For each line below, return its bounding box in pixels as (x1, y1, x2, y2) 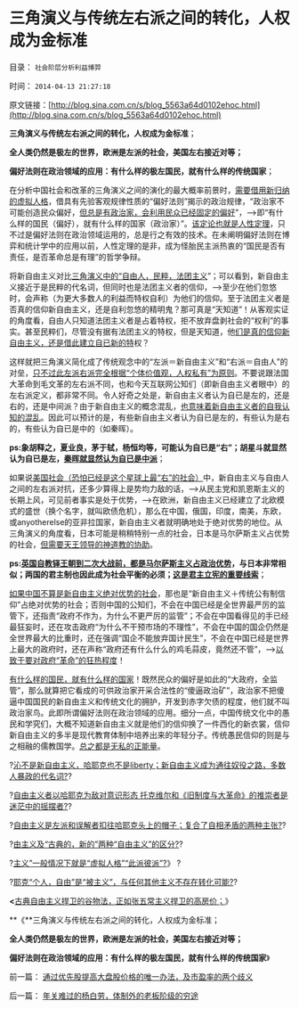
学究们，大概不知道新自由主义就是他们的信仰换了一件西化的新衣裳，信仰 (24, 718, 290, 729)
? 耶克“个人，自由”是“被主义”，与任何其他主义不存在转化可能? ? (9, 876, 238, 887)
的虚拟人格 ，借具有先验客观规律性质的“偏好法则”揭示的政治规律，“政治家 (9, 195, 278, 206)
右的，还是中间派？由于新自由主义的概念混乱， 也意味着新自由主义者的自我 (9, 400, 282, 411)
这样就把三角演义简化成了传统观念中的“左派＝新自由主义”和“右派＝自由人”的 (9, 356, 288, 366)
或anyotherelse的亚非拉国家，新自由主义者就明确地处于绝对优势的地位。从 (9, 516, 283, 527)
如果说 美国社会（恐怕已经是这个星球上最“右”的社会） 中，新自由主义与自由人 (9, 472, 289, 482)
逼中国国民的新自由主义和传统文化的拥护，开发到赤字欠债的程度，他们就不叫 (9, 696, 290, 707)
